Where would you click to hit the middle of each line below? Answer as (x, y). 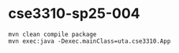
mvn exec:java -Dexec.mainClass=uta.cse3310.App (89, 41)
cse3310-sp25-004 (74, 14)
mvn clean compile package (52, 34)
